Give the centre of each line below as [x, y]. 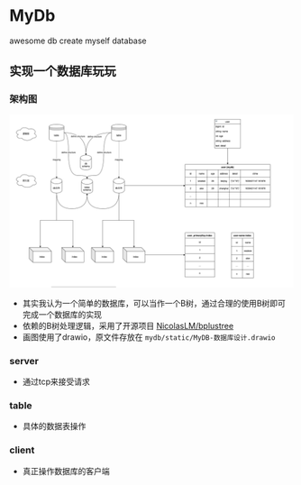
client [22, 450]
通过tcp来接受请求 [56, 382]
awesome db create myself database [78, 41]
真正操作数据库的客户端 [66, 471]
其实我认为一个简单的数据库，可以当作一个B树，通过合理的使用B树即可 [154, 303]
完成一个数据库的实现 [62, 314]
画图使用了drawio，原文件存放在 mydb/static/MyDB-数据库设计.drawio [149, 337]
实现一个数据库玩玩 [63, 72]
